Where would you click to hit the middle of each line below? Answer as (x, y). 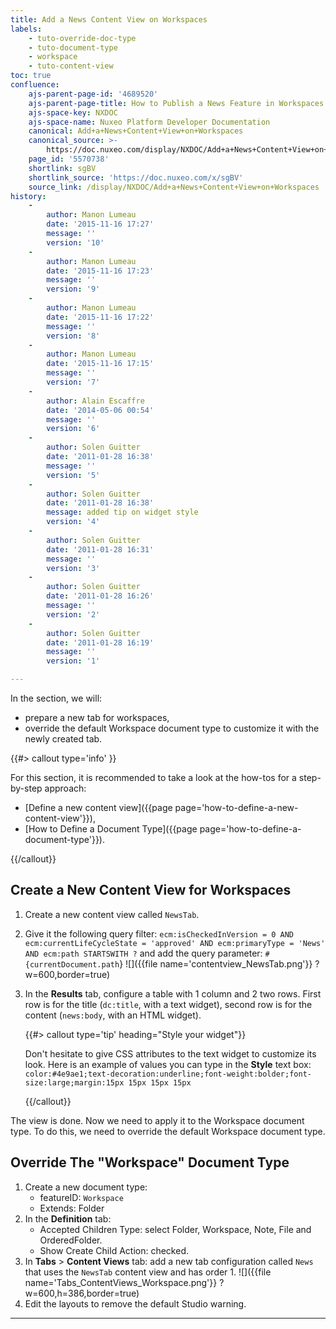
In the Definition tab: (68, 1218)
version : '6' (73, 429)
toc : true (31, 76)
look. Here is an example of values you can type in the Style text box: (168, 1064)
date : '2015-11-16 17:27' (100, 224)
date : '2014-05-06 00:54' (100, 410)
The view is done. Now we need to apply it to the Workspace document (157, 1120)
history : (28, 196)
